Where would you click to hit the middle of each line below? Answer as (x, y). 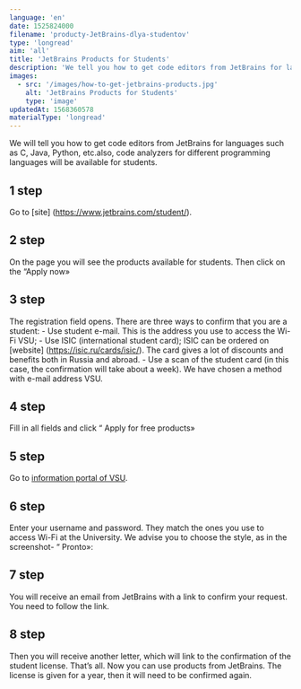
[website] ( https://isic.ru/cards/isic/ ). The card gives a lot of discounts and (146, 350)
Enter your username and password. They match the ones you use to (137, 528)
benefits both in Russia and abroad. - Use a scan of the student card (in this (149, 359)
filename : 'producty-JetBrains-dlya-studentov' (100, 34)
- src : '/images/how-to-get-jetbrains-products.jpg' (118, 84)
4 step (28, 406)
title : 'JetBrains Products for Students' (90, 59)
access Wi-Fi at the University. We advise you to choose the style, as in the (148, 537)
